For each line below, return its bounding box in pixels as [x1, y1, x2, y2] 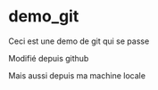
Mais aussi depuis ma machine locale [8, 70, 146, 81]
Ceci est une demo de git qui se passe [8, 36, 150, 46]
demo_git [8, 6, 79, 27]
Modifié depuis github [8, 53, 89, 63]
